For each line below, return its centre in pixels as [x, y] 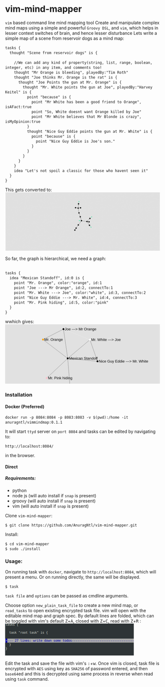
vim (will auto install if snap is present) [51, 506]
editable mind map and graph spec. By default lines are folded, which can [80, 616]
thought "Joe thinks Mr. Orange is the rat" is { [66, 77]
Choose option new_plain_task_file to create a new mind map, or [72, 605]
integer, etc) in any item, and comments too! [54, 67]
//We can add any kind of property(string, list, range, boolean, [83, 62]
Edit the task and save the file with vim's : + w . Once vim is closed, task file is [82, 663]
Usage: [14, 561]
